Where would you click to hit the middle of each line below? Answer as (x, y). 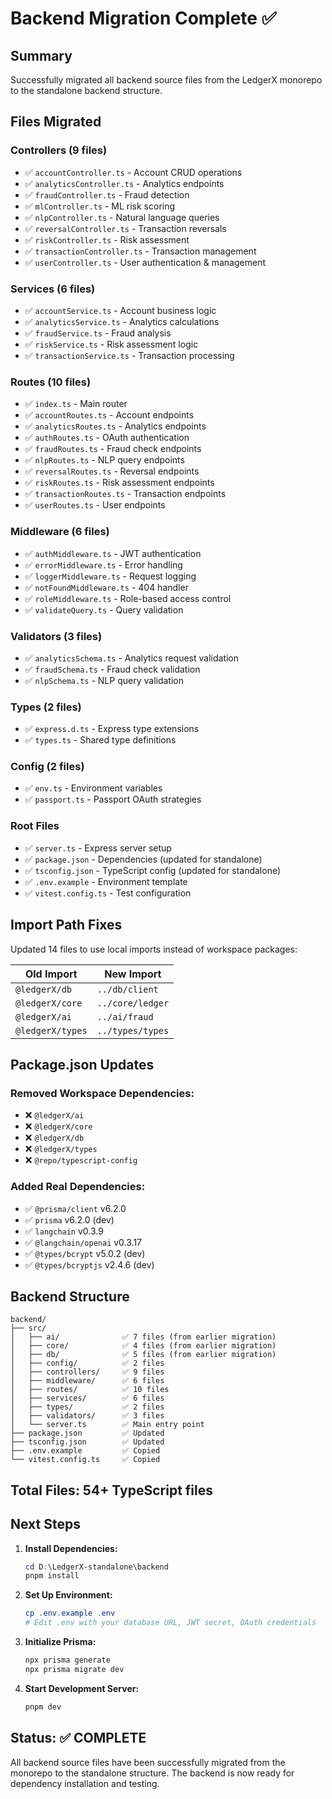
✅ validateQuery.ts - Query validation (104, 609)
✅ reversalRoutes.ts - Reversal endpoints (112, 471)
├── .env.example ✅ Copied (85, 1451)
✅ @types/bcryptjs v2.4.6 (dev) (89, 1264)
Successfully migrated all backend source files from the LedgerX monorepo (166, 80)
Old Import (51, 974)
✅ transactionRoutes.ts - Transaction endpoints (125, 494)
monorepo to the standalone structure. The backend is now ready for (152, 1773)
